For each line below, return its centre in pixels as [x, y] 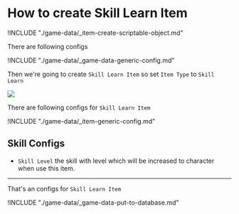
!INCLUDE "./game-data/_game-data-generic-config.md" [91, 60]
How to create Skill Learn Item [97, 13]
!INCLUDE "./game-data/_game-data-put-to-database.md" [93, 202]
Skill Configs [36, 144]
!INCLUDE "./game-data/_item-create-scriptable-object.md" [95, 33]
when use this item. [46, 168]
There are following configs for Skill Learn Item [79, 107]
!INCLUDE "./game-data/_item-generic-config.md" [81, 121]
